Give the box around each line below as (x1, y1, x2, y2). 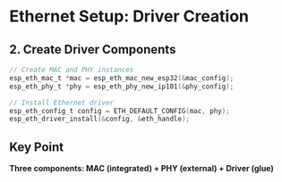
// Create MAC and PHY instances (9, 65, 134, 74)
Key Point (9, 139, 64, 154)
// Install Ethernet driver (9, 98, 115, 107)
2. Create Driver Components (9, 42, 176, 57)
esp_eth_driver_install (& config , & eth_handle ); (9, 114, 191, 124)
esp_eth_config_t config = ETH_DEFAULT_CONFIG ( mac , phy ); (9, 106, 230, 115)
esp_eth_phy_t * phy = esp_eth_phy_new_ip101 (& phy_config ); (9, 82, 235, 91)
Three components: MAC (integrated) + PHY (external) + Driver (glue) (9, 163, 275, 174)
